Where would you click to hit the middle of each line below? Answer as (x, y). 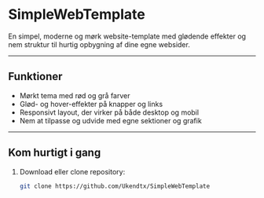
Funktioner (35, 77)
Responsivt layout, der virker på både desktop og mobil (109, 112)
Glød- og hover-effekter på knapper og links (91, 104)
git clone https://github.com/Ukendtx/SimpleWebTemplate (115, 186)
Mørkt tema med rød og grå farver (75, 95)
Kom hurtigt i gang (55, 153)
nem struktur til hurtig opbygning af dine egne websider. (99, 44)
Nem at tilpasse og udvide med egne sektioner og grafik (110, 120)
